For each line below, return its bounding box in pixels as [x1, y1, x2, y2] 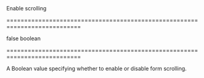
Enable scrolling [6, 5, 47, 12]
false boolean [6, 35, 41, 42]
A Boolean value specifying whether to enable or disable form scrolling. [6, 65, 187, 72]
